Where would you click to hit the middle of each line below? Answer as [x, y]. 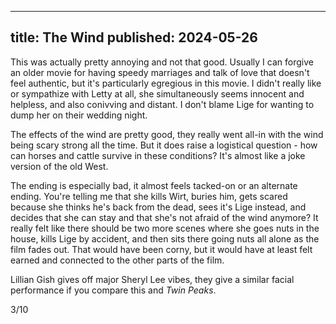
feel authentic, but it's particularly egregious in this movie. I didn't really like [166, 83]
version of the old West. [59, 166]
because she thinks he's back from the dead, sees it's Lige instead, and [158, 207]
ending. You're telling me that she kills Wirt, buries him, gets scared [149, 196]
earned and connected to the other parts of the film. [117, 260]
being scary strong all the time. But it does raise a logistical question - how [164, 145]
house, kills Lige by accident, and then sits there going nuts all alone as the [165, 238]
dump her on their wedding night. [79, 115]
